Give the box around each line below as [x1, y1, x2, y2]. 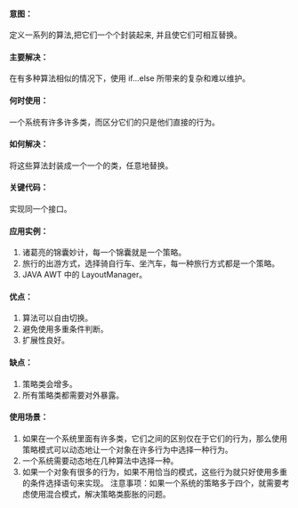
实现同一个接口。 [9, 204, 72, 214]
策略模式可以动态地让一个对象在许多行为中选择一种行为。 [21, 444, 233, 455]
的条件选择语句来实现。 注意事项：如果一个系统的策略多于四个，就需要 [21, 477, 282, 488]
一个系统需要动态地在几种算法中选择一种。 [21, 455, 179, 466]
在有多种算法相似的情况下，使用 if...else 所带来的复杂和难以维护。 [9, 73, 251, 84]
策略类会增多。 [21, 378, 77, 389]
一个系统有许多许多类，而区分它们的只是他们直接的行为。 [9, 117, 220, 127]
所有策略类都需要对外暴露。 [21, 390, 125, 400]
